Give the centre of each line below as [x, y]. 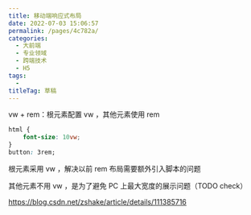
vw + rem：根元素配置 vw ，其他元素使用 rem [84, 114]
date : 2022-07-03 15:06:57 [53, 23]
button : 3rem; [32, 152]
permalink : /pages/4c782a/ [53, 31]
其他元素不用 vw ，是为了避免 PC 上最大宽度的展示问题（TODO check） [128, 185]
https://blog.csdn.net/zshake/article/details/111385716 [98, 201]
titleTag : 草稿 [33, 91]
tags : [17, 76]
